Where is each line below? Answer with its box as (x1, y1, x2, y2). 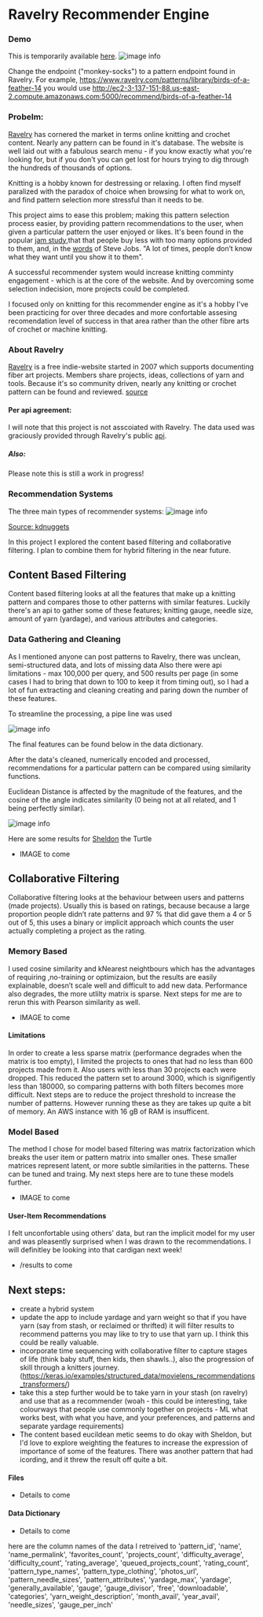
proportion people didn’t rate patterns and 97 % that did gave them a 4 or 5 (8, 910, 252, 919)
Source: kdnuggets (8, 521, 70, 531)
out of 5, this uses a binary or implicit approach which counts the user (8, 918, 234, 927)
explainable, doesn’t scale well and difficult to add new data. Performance (8, 981, 247, 990)
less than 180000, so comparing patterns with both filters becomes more (8, 1081, 244, 1091)
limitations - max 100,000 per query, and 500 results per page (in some (8, 668, 239, 678)
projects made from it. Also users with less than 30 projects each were (8, 1065, 237, 1074)
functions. (8, 771, 41, 781)
